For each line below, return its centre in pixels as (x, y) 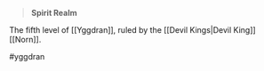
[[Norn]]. (25, 39)
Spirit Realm (54, 13)
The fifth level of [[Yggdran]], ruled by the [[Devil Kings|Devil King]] (132, 30)
